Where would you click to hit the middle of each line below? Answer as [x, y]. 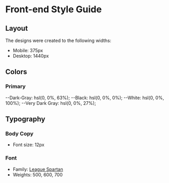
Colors [16, 72]
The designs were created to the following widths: [58, 40]
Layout [17, 28]
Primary [15, 86]
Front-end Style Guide [53, 9]
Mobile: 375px [28, 50]
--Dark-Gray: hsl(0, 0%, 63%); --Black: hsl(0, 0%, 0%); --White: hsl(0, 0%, [85, 98]
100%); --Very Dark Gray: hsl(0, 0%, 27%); [51, 103]
